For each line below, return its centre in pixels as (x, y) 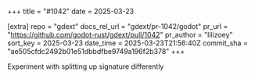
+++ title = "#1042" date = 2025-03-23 (71, 11)
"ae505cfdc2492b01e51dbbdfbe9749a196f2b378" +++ (96, 51)
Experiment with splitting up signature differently (86, 66)
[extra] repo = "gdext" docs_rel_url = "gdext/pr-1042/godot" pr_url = (118, 26)
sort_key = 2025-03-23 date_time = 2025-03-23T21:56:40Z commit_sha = (127, 43)
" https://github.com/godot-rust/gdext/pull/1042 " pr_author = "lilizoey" (120, 35)
